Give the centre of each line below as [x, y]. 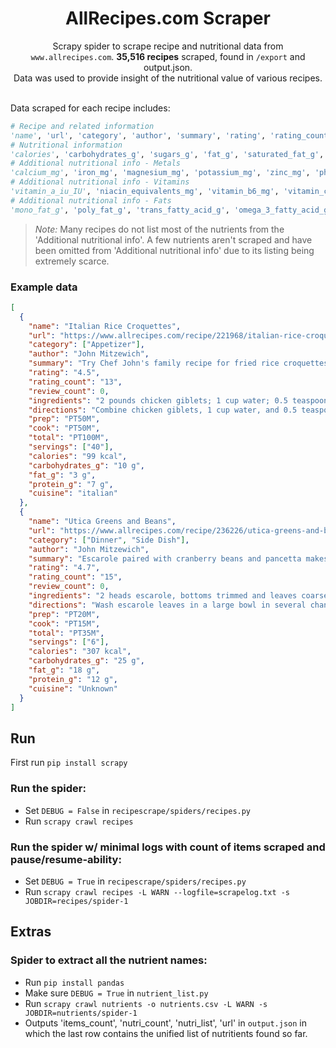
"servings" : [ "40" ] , [71, 447]
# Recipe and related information [82, 126]
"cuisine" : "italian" [73, 493]
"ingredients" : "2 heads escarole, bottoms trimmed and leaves [163, 596]
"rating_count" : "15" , [75, 577]
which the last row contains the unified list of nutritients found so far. [166, 1033]
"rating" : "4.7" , [64, 568]
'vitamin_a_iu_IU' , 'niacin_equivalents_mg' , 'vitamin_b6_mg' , [145, 192]
